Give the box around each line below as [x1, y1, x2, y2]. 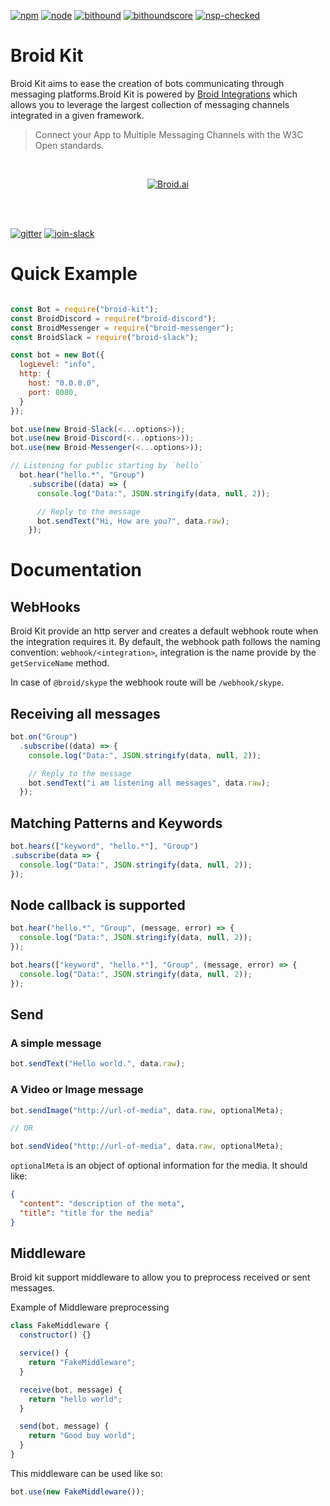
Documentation [10, 559, 143, 582]
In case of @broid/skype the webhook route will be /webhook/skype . [10, 676, 285, 689]
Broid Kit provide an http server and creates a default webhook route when [10, 625, 319, 637]
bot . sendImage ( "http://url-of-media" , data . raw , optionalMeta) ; [10, 1105, 284, 1115]
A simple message [10, 1036, 102, 1050]
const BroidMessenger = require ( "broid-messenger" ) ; [10, 323, 235, 333]
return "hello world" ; [28, 1394, 123, 1404]
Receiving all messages [10, 705, 161, 722]
